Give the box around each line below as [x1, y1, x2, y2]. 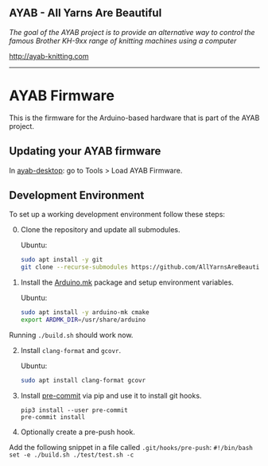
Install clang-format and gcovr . [20, 345, 122, 355]
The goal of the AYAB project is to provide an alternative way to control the [9, 27, 255, 37]
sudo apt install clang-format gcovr [20, 376, 146, 384]
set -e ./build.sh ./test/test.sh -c [9, 451, 134, 459]
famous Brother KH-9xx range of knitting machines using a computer [9, 36, 237, 45]
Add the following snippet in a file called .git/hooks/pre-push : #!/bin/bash [9, 442, 253, 452]
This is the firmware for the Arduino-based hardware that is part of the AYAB [9, 113, 260, 122]
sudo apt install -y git [20, 256, 103, 264]
